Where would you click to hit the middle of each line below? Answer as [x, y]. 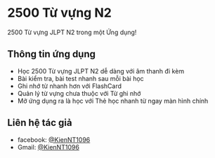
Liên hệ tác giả [40, 123]
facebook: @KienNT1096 [54, 139]
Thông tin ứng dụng [52, 54]
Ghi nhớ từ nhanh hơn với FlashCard [69, 86]
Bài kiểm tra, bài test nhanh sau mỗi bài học [80, 78]
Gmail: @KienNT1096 [48, 147]
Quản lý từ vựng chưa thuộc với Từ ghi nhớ [79, 93]
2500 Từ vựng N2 [60, 13]
